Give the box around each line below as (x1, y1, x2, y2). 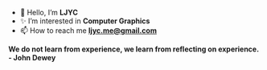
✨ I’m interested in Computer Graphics (19, 16, 150, 26)
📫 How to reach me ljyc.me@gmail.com (19, 26, 157, 35)
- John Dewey (8, 53, 56, 62)
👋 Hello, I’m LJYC (19, 8, 79, 17)
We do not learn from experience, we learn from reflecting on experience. (8, 44, 259, 54)
